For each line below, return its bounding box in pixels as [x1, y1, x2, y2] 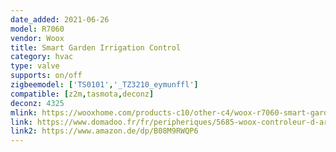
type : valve [10, 61, 60, 71]
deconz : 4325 [10, 98, 65, 108]
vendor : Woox [10, 33, 65, 43]
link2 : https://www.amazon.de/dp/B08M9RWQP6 [10, 126, 199, 136]
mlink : [10, 107, 38, 118]
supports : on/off [10, 71, 83, 81]
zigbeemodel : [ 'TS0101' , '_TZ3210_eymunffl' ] [10, 80, 199, 90]
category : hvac [10, 52, 74, 62]
